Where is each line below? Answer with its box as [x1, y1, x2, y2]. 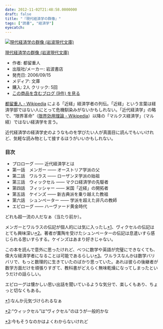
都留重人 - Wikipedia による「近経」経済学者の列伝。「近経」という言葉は [5, 101, 152, 107]
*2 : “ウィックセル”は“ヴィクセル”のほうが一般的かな [5, 308, 109, 314]
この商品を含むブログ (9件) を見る [12, 91, 80, 97]
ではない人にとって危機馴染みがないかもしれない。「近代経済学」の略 [18, 107, 156, 113]
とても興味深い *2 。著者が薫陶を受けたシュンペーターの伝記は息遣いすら [5, 230, 151, 236]
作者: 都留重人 [12, 60, 40, 66]
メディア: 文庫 [12, 78, 40, 84]
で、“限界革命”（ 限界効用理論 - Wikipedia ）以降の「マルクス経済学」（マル [5, 113, 154, 119]
